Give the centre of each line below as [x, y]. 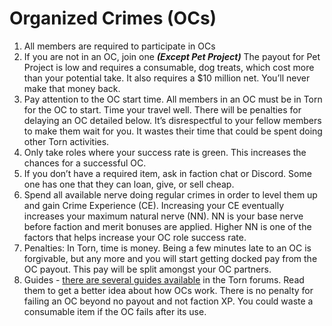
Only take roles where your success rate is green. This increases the [165, 152]
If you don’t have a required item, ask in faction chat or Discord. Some [167, 173]
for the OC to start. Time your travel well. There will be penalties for [162, 109]
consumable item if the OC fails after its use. [115, 311]
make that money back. [72, 88]
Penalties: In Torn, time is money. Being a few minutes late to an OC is [167, 248]
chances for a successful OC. [85, 163]
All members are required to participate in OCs [119, 46]
